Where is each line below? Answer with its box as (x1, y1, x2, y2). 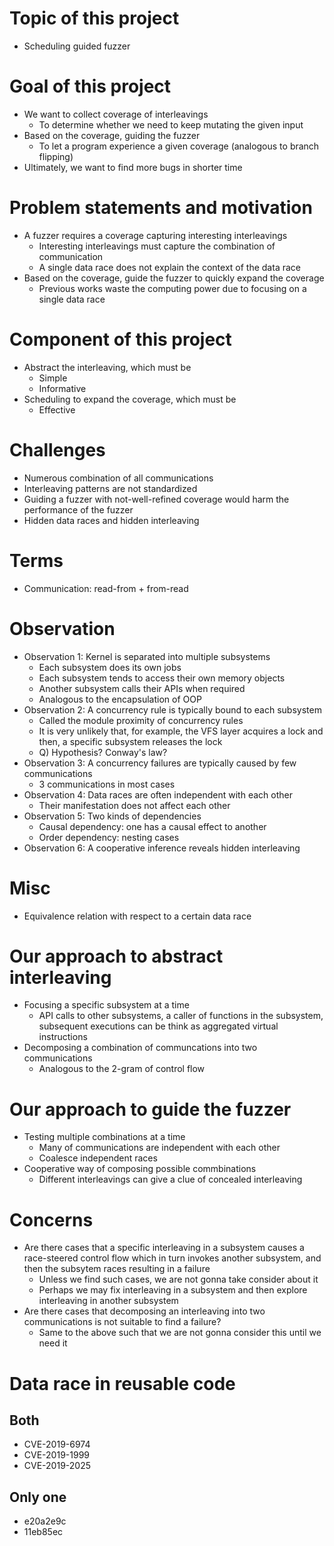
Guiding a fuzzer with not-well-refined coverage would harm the (23, 493, 290, 505)
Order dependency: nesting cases (38, 831, 180, 843)
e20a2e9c (23, 1515, 67, 1527)
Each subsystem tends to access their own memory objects (38, 672, 286, 684)
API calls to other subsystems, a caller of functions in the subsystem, (38, 1010, 324, 1022)
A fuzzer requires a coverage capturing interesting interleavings (23, 229, 288, 241)
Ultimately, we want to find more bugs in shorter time (23, 161, 243, 173)
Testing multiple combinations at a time (23, 1131, 186, 1143)
